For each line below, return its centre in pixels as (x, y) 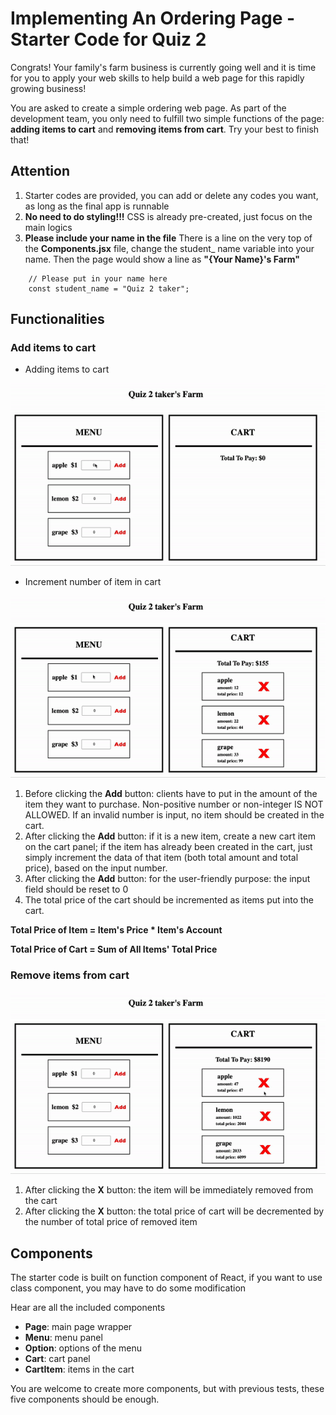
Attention (40, 171)
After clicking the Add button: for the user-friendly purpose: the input (167, 879)
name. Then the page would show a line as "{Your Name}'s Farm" (162, 259)
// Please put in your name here (98, 278)
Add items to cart (53, 348)
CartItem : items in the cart (79, 1369)
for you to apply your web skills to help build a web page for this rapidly (157, 78)
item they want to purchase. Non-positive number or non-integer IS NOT (174, 804)
